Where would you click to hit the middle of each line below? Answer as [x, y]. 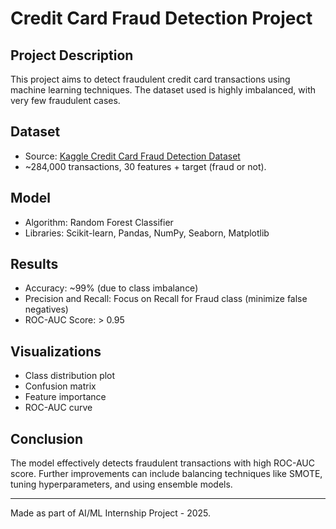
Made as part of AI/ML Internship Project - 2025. [111, 513]
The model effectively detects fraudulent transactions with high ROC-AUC [162, 463]
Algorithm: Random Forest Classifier [99, 222]
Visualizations [56, 351]
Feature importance [65, 397]
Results [34, 264]
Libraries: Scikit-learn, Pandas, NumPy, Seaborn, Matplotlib [147, 233]
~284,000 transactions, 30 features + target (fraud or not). [145, 166]
